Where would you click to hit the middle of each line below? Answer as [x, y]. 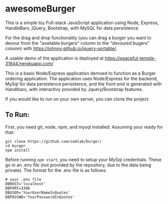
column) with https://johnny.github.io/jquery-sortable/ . [61, 48]
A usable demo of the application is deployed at [54, 58]
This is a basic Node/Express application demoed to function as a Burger [81, 73]
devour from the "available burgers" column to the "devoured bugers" [77, 43]
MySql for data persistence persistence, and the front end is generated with [83, 84]
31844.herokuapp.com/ [29, 63]
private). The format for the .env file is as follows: [56, 170]
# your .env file [23, 179]
